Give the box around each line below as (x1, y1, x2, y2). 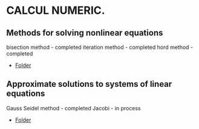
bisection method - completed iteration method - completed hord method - (6, 43, 194, 51)
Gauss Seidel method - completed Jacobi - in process (6, 104, 141, 112)
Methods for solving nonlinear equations (6, 28, 163, 38)
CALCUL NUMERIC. (6, 4, 105, 17)
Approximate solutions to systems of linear (6, 79, 172, 89)
